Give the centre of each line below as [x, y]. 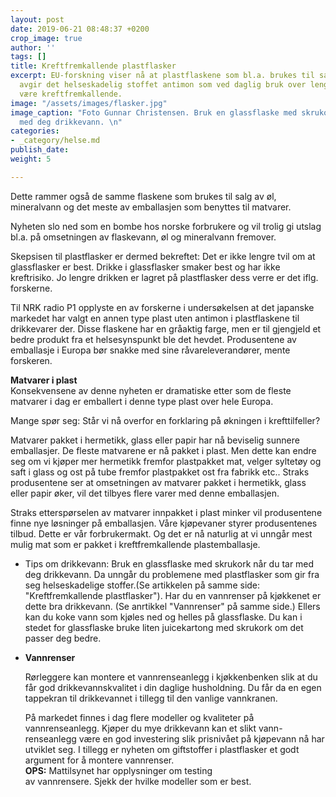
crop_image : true [46, 38]
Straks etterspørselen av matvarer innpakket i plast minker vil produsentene [166, 512]
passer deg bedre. [63, 638]
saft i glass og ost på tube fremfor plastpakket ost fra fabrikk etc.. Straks [160, 472]
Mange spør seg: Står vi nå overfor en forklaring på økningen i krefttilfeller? [165, 420]
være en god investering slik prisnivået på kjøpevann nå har [201, 738]
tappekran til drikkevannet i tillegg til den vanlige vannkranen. [151, 698]
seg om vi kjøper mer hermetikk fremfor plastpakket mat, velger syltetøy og [166, 461]
